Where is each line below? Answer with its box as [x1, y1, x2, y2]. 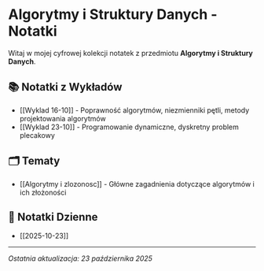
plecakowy [19, 130, 55, 139]
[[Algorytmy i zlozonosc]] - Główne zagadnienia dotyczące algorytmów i [19, 179, 255, 188]
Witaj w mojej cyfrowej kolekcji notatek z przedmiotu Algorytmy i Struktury [8, 48, 254, 58]
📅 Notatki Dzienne [8, 210, 98, 224]
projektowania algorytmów [19, 113, 106, 123]
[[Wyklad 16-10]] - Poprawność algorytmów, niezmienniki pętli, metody [19, 105, 250, 115]
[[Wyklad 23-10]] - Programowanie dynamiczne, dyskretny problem [19, 122, 240, 132]
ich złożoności [19, 187, 67, 197]
